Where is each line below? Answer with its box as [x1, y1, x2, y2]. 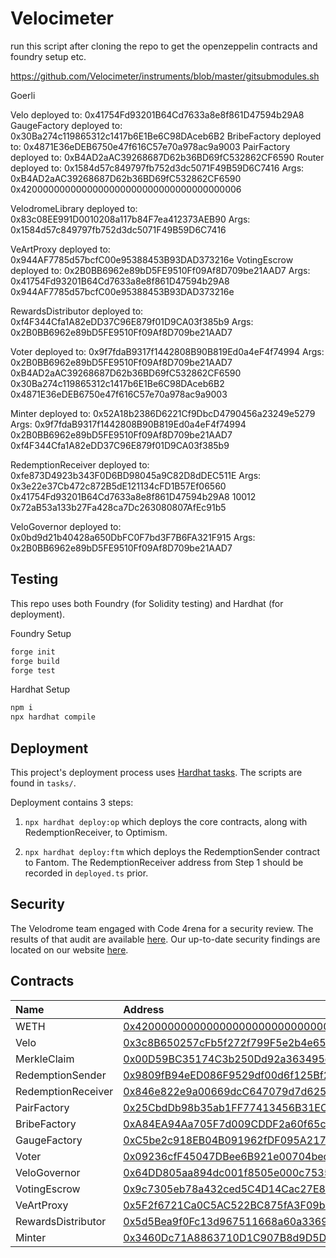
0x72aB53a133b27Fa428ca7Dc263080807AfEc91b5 [10, 501, 227, 513]
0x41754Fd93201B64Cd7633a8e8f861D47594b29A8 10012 [10, 490, 257, 502]
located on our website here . [10, 943, 129, 956]
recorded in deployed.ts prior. [24, 867, 149, 879]
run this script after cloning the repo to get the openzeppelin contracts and [10, 40, 318, 52]
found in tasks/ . [10, 777, 77, 789]
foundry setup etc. [10, 50, 87, 62]
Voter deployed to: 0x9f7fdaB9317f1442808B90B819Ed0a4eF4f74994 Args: [10, 345, 325, 357]
